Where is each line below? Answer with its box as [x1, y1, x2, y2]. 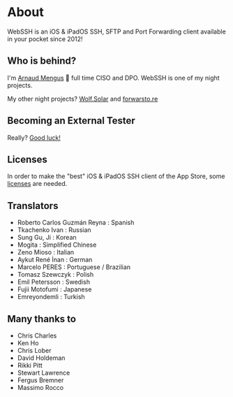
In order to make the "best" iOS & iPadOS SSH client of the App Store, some [7, 172, 225, 180]
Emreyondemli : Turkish [17, 293, 85, 301]
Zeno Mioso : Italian [17, 248, 75, 257]
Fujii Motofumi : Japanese [17, 285, 92, 294]
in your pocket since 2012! [7, 34, 83, 43]
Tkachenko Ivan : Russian [17, 226, 92, 234]
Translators [7, 200, 59, 212]
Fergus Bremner [17, 376, 64, 384]
